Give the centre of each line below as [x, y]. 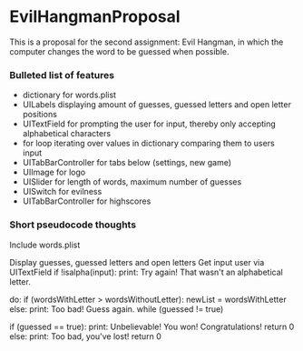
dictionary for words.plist [69, 95]
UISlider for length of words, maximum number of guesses [132, 182]
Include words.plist [45, 245]
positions [39, 115]
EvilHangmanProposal [95, 17]
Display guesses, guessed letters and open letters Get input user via [137, 262]
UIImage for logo [54, 172]
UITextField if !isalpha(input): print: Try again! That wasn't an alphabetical [146, 272]
